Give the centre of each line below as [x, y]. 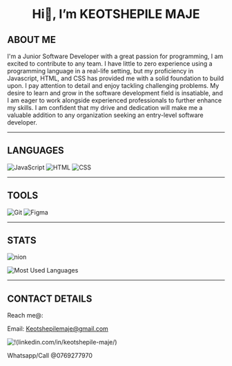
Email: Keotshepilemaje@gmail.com [58, 329]
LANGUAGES [36, 150]
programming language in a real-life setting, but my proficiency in [100, 71]
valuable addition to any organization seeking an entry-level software [105, 115]
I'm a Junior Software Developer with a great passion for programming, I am [115, 56]
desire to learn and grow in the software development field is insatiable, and [115, 93]
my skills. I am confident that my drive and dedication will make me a [105, 108]
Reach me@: [25, 315]
